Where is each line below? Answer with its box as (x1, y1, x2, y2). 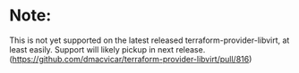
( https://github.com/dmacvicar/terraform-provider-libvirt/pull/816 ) (9, 53, 252, 64)
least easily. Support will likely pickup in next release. (9, 44, 206, 54)
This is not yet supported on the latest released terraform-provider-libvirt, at (9, 35, 290, 45)
